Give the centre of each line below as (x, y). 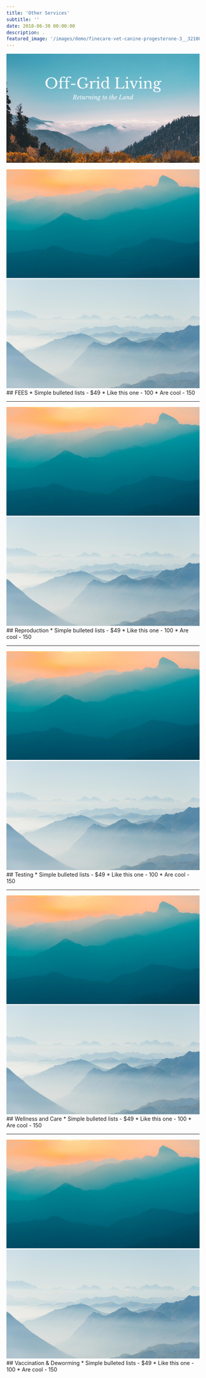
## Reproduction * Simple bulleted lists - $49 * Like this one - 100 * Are (97, 630)
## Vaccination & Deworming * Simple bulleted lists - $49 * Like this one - (100, 1363)
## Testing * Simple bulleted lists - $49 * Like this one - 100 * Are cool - (98, 874)
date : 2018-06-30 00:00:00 (41, 26)
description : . (26, 33)
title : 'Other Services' (38, 13)
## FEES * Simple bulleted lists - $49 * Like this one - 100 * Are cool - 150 (101, 393)
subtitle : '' (23, 19)
